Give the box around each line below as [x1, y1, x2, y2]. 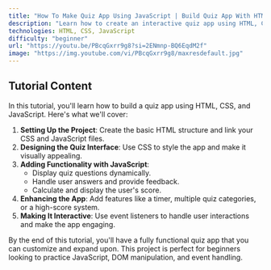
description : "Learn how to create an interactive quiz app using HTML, [8, 19, 258, 27]
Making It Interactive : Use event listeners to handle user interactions [19, 211, 250, 221]
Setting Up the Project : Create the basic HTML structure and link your [19, 124, 254, 134]
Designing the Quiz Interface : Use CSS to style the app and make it [19, 142, 246, 152]
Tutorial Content [8, 79, 93, 93]
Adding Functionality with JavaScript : [19, 159, 150, 169]
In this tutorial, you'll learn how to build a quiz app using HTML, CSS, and [8, 100, 251, 110]
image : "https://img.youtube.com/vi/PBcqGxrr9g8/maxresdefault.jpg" [8, 49, 244, 57]
